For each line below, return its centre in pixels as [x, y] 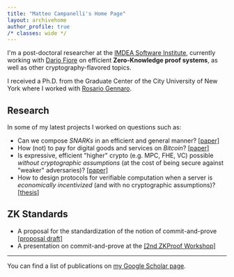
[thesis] [28, 193]
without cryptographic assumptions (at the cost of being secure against [120, 163]
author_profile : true [39, 26]
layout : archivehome [37, 20]
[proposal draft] [40, 238]
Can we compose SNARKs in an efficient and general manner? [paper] [118, 141]
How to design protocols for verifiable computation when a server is [115, 177]
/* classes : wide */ [37, 33]
